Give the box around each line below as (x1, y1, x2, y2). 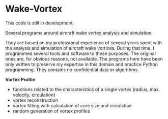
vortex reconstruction (12, 97, 59, 103)
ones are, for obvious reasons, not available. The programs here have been (5, 55, 163, 62)
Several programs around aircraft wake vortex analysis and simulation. (5, 29, 153, 36)
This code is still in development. (5, 20, 74, 26)
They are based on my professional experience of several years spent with (5, 39, 162, 46)
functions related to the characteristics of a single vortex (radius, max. (12, 86, 160, 92)
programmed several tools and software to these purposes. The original (5, 50, 156, 56)
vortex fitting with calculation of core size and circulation (12, 102, 132, 108)
